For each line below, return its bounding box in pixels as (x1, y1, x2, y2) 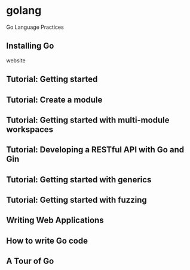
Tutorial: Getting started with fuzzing (6, 195, 148, 205)
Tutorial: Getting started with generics (6, 175, 152, 185)
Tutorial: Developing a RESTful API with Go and (6, 145, 184, 155)
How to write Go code (6, 235, 88, 246)
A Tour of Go (6, 256, 54, 266)
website (6, 56, 26, 64)
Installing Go (6, 41, 54, 51)
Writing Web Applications (6, 215, 104, 226)
